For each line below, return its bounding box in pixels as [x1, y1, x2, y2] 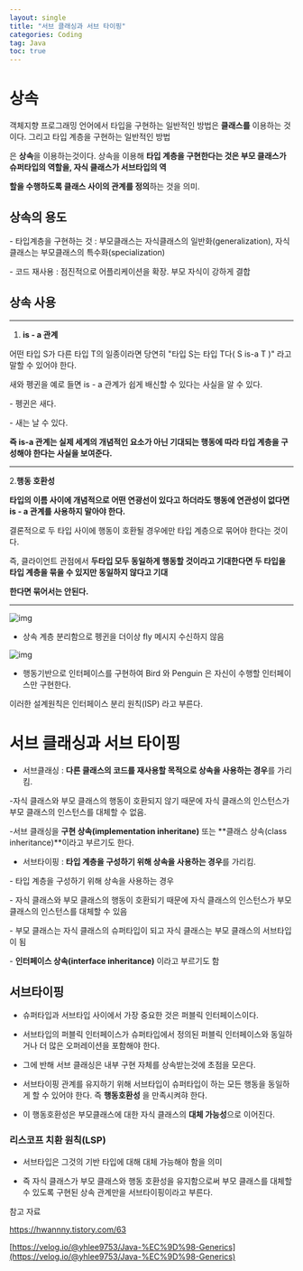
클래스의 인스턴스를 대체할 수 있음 [9, 905, 128, 916]
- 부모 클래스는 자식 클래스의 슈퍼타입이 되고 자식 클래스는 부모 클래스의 [9, 924, 262, 935]
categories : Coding [9, 30, 83, 39]
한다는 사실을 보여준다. [32, 448, 113, 459]
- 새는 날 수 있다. [9, 417, 69, 428]
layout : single [9, 13, 67, 23]
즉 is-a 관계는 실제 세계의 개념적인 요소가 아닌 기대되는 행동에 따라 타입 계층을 [9, 436, 280, 447]
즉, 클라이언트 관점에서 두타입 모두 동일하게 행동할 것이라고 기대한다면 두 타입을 [9, 555, 286, 566]
